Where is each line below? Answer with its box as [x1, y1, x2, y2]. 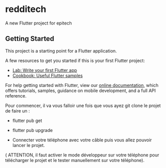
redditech [5, 3, 46, 15]
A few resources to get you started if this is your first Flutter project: [5, 57, 145, 63]
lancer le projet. [12, 142, 45, 148]
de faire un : [5, 107, 30, 113]
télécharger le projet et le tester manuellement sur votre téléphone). [5, 157, 145, 163]
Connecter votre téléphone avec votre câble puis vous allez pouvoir [12, 136, 152, 143]
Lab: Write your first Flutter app [12, 67, 77, 73]
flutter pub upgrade [12, 127, 53, 133]
